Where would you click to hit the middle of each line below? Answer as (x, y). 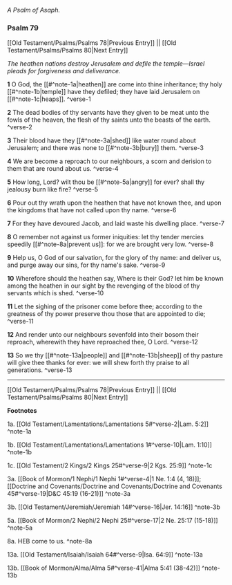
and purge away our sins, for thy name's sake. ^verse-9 (86, 265)
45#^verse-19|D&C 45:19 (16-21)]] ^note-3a (69, 494)
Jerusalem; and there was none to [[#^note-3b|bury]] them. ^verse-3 (106, 148)
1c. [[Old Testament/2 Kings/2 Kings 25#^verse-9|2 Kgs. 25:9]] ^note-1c (110, 465)
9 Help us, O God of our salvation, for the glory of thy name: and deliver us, (114, 258)
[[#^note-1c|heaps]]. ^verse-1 (49, 99)
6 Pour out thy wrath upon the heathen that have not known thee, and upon (115, 203)
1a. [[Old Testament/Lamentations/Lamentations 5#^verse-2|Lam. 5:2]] (108, 424)
